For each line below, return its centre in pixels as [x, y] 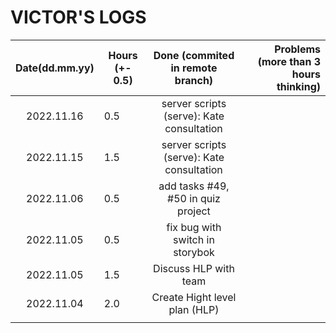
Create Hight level [194, 297]
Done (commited [194, 55]
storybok [194, 252]
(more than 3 [289, 61]
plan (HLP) [194, 309]
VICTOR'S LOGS [78, 17]
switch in [194, 239]
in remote [194, 68]
